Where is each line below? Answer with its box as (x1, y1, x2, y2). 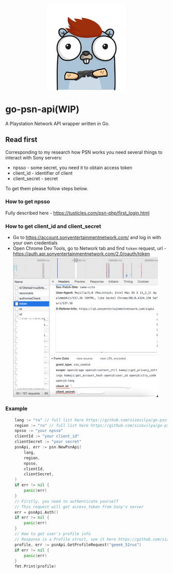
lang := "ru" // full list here (14, 417, 84, 423)
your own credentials (12, 240, 58, 246)
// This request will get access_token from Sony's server (14, 504, 144, 509)
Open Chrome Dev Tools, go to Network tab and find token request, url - (12, 245, 166, 252)
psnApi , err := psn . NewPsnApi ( (14, 444, 82, 450)
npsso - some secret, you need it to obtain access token (12, 164, 133, 171)
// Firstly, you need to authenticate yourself (14, 498, 118, 504)
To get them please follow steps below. (5, 185, 89, 191)
